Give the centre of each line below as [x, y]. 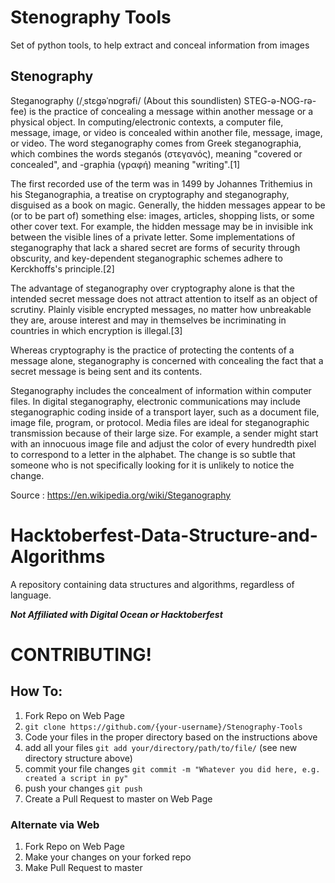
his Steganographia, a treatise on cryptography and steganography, [150, 194]
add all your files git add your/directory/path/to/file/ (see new [161, 747]
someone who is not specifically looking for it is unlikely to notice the [152, 465]
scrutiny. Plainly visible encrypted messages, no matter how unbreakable [161, 309]
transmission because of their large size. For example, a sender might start [164, 433]
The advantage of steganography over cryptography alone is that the [152, 288]
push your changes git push [83, 788]
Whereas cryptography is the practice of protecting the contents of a [152, 350]
